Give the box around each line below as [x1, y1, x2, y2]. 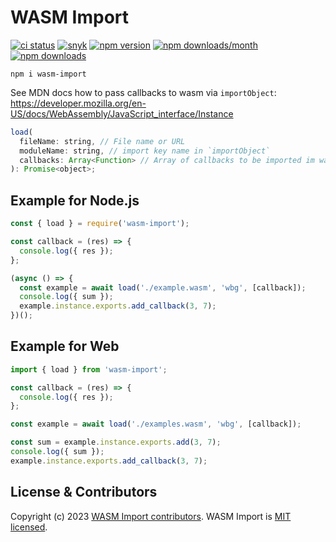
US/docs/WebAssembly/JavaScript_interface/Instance [10, 107, 234, 120]
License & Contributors [10, 484, 158, 501]
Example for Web [10, 338, 120, 355]
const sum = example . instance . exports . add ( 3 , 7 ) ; [10, 437, 222, 448]
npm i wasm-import [10, 69, 87, 79]
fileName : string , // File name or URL [19, 136, 186, 146]
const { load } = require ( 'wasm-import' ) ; [10, 219, 190, 229]
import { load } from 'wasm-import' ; [10, 364, 168, 375]
